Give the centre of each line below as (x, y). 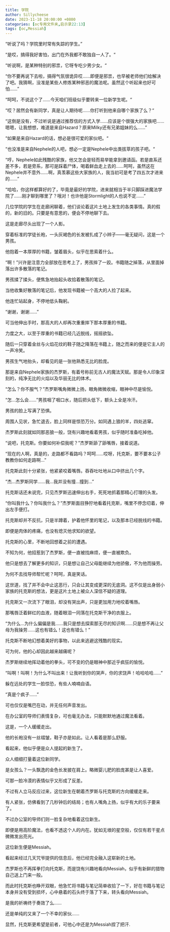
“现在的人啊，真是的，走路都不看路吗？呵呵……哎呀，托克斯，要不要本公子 (83, 454)
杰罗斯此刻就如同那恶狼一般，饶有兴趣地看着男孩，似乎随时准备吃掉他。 (80, 432)
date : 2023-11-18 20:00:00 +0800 (40, 19)
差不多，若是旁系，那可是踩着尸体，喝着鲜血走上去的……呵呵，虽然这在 (80, 166)
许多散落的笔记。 (32, 269)
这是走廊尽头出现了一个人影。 (36, 224)
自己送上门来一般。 (25, 875)
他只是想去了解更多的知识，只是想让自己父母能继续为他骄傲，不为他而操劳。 (85, 564)
